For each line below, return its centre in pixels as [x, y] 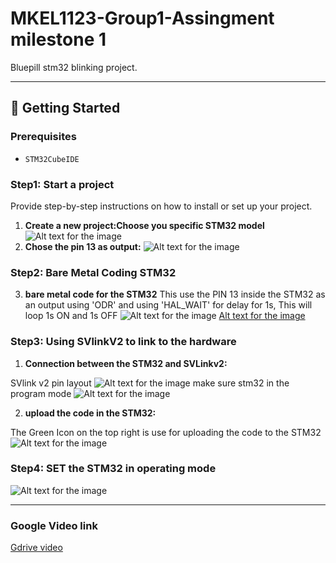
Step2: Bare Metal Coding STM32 [93, 272]
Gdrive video [36, 548]
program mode [41, 393]
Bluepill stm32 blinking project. [74, 67]
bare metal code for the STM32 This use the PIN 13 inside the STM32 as [175, 294]
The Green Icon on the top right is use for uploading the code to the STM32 [166, 432]
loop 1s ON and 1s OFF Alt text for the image [165, 316]
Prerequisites [43, 137]
